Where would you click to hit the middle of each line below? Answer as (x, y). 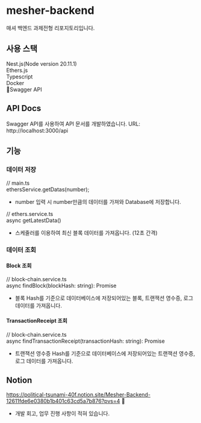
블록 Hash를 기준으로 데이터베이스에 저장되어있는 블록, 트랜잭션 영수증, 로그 (104, 298)
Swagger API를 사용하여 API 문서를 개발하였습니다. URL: (73, 124)
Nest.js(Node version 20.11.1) (42, 63)
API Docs (24, 108)
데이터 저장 (21, 170)
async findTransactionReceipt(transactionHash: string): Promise (86, 341)
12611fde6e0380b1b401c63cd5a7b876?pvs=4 (63, 401)
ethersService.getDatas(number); (48, 189)
